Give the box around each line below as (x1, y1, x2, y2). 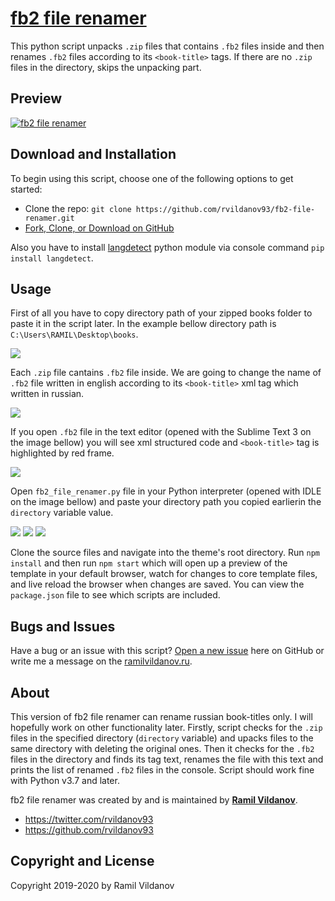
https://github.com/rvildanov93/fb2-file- (135, 204, 316, 214)
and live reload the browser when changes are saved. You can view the (10, 578, 305, 591)
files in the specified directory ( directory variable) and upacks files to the (10, 732, 314, 744)
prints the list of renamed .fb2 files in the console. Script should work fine (10, 764, 315, 776)
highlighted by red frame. (10, 447, 115, 459)
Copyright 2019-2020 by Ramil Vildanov (10, 879, 175, 891)
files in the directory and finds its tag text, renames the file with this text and (10, 753, 324, 765)
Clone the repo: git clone (24, 202, 132, 214)
